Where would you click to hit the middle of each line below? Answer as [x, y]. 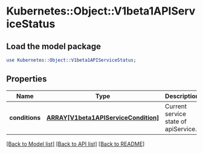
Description [182, 96]
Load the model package [54, 46]
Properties [27, 79]
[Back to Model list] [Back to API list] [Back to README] [76, 144]
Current [176, 106]
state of [176, 121]
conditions [25, 117]
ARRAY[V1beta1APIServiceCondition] [103, 117]
